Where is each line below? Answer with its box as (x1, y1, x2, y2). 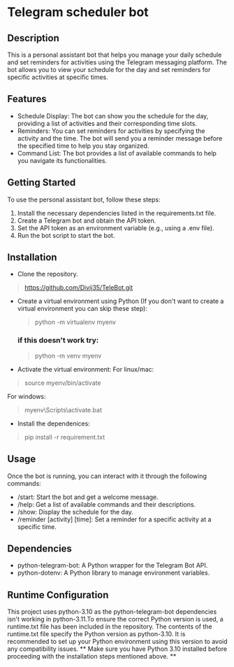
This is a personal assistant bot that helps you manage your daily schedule (7, 50, 222, 59)
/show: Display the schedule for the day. (17, 507, 134, 516)
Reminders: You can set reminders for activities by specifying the (17, 127, 205, 135)
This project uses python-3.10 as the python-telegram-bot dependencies (7, 608, 217, 616)
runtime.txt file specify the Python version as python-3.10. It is (7, 630, 186, 638)
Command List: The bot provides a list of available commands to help (17, 148, 217, 157)
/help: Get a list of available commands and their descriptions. (17, 500, 196, 508)
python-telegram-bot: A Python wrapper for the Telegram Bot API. (17, 561, 208, 570)
